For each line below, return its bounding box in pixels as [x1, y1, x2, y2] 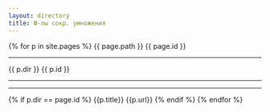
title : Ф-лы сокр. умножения [8, 19, 106, 27]
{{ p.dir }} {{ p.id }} [8, 64, 70, 74]
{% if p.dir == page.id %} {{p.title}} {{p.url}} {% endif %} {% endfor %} [8, 94, 243, 104]
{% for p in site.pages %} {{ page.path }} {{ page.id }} [8, 41, 186, 50]
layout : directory [8, 11, 70, 20]
